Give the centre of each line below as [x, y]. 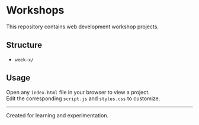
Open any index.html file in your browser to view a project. [78, 92]
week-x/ [24, 60]
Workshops [35, 10]
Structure [24, 45]
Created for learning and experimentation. [57, 115]
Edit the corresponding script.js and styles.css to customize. [83, 98]
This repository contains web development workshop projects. [82, 27]
